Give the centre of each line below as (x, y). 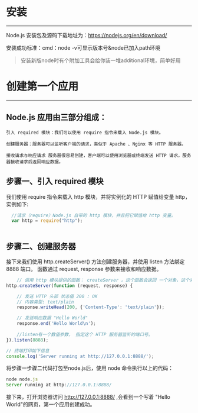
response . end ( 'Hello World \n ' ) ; (56, 324)
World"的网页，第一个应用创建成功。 (51, 404)
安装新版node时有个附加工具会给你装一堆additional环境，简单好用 (100, 60)
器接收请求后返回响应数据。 (35, 162)
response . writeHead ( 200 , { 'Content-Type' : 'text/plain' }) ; (91, 307)
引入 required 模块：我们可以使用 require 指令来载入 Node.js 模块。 (85, 133)
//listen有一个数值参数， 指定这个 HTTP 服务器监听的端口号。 (85, 334)
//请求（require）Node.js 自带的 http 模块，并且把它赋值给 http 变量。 (93, 215)
